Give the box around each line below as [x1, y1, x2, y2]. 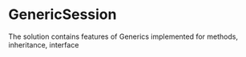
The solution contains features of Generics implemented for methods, [8, 32, 239, 41]
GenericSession [8, 6, 117, 24]
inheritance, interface [8, 40, 79, 49]
